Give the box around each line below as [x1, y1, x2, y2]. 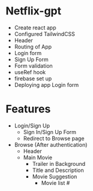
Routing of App [14, 43, 52, 50]
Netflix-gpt [5, 4, 61, 18]
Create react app [14, 24, 56, 31]
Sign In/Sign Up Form [23, 128, 76, 135]
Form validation [14, 62, 53, 69]
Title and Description [32, 166, 85, 174]
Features [5, 102, 51, 116]
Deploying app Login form [14, 81, 79, 88]
